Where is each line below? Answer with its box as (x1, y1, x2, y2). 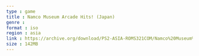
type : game (6, 8, 36, 15)
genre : (6, 19, 25, 25)
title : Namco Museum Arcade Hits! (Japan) (6, 14, 115, 20)
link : (6, 36, 23, 41)
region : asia (6, 30, 41, 36)
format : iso (6, 24, 38, 31)
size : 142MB (6, 41, 38, 47)
